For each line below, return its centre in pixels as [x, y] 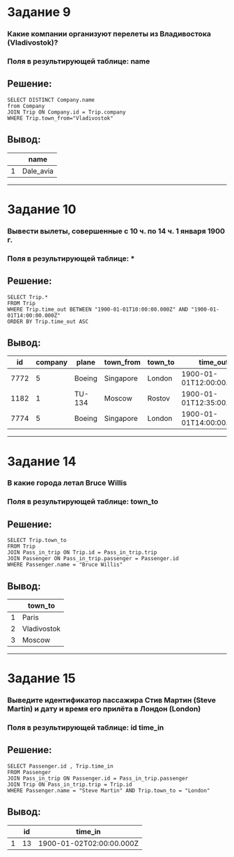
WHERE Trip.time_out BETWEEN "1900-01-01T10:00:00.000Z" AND [98, 309]
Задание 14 [42, 461]
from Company [26, 106]
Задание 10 [42, 209]
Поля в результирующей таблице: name [79, 61]
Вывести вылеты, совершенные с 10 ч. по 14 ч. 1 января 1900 [116, 231]
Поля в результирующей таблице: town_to [83, 502]
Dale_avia [38, 171]
